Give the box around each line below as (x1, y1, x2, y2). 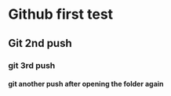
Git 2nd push (8, 37, 72, 50)
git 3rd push (8, 60, 56, 71)
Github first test (8, 5, 114, 23)
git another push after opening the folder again (8, 80, 164, 89)
